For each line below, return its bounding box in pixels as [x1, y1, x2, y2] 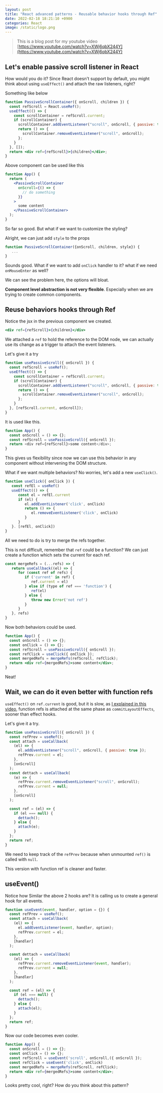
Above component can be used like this [5, 163, 84, 168]
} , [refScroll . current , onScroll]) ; [9, 406, 83, 410]
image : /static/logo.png [5, 25, 55, 30]
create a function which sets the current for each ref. [5, 552, 111, 558]
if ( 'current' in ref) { [24, 575, 75, 580]
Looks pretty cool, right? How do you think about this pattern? [5, 1082, 129, 1088]
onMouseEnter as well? [5, 267, 49, 273]
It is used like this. [5, 419, 41, 424]
